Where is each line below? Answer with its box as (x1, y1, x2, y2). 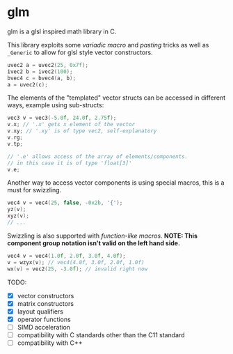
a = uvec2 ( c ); (7, 81, 49, 88)
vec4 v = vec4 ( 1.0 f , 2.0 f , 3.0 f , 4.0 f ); (7, 252, 127, 259)
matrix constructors (17, 299, 74, 307)
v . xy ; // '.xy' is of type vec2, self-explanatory (7, 128, 157, 134)
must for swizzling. (7, 186, 62, 194)
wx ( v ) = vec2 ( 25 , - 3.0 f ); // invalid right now (7, 265, 148, 272)
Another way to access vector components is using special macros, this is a (7, 178, 225, 187)
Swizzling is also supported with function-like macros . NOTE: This (7, 231, 198, 240)
